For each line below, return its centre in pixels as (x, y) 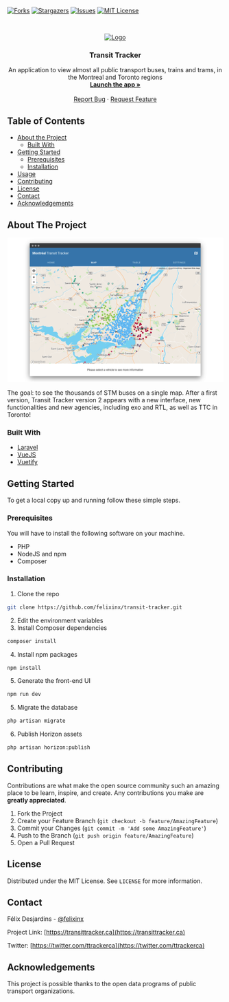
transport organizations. (41, 991)
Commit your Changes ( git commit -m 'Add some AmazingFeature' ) (112, 828)
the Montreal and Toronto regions (115, 77)
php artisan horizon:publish (49, 748)
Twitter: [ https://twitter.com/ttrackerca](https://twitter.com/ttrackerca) (106, 946)
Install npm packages (47, 654)
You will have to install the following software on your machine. (96, 533)
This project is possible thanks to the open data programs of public (102, 984)
